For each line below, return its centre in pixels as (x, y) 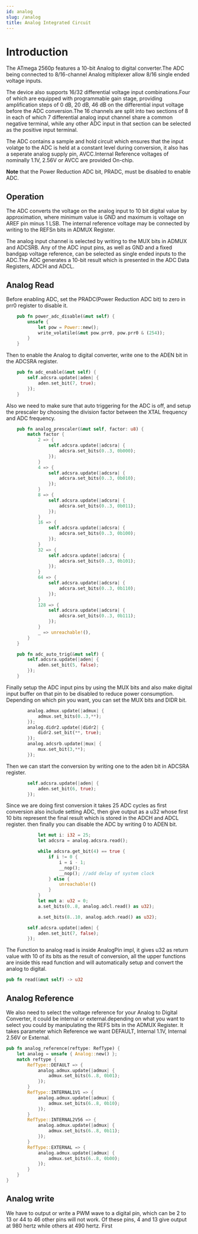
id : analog (20, 12)
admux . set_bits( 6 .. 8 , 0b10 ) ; (84, 1103)
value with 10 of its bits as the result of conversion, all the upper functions (96, 957)
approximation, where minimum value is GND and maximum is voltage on (95, 217)
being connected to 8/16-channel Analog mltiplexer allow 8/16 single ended (98, 75)
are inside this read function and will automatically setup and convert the (95, 962)
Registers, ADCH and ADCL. (40, 266)
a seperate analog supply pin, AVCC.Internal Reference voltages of (87, 154)
